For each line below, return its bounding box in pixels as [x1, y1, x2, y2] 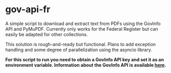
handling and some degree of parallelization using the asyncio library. [5, 46, 153, 53]
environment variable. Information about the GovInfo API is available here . [5, 62, 166, 68]
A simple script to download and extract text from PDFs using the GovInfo [5, 20, 161, 27]
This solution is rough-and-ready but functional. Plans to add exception [5, 41, 156, 47]
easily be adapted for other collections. [5, 31, 88, 37]
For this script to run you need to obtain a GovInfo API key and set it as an [5, 56, 164, 62]
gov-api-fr [5, 4, 51, 15]
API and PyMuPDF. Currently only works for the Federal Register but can [5, 26, 159, 32]
